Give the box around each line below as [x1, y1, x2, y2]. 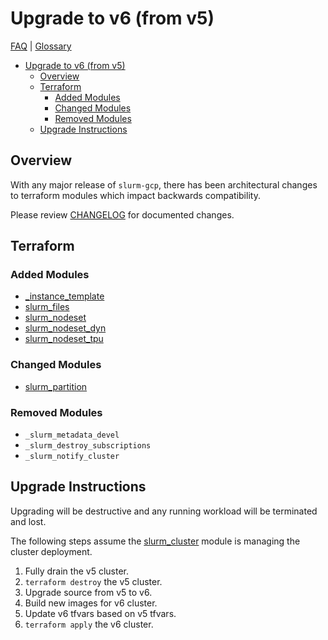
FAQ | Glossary [10, 40, 72, 52]
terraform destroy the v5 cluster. [24, 575, 163, 587]
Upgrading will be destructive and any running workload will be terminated [10, 505, 318, 517]
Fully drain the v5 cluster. [24, 565, 129, 577]
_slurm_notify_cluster [24, 452, 120, 462]
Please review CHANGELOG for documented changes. [10, 208, 235, 221]
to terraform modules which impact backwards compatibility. [10, 189, 261, 201]
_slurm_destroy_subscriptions [24, 441, 152, 451]
